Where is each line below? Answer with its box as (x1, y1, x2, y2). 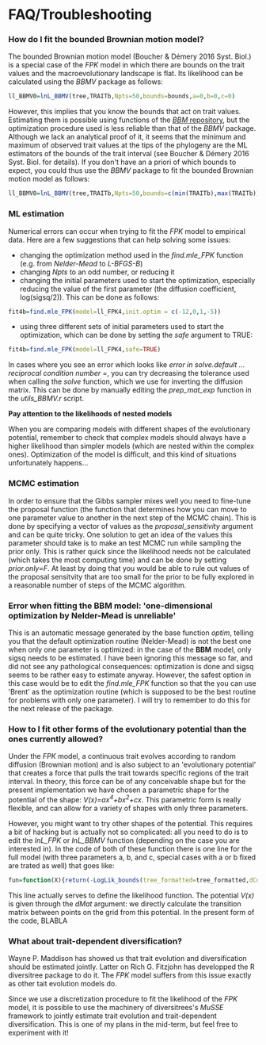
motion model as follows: (8, 174, 90, 184)
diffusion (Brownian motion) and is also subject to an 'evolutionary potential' (8, 760, 256, 770)
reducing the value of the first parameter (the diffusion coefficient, (19, 284, 237, 293)
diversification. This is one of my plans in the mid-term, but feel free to (8, 1020, 238, 1028)
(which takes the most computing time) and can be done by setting (8, 555, 227, 565)
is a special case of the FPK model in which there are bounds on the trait (8, 60, 245, 70)
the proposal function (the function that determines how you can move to (8, 504, 247, 514)
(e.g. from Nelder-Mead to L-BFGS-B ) (19, 258, 143, 268)
